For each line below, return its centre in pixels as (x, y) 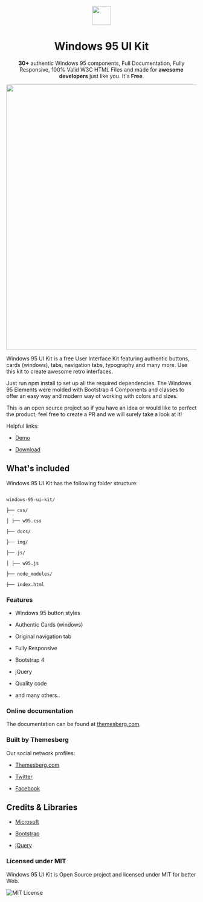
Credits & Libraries (42, 808)
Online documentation (40, 711)
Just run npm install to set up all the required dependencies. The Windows (99, 383)
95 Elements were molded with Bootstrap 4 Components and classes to (95, 389)
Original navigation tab (43, 636)
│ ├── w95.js (23, 563)
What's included (38, 469)
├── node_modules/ (29, 574)
